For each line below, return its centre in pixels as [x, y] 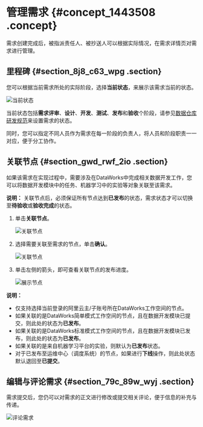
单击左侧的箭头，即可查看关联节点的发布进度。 [73, 269]
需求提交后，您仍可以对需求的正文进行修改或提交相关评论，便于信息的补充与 [101, 397]
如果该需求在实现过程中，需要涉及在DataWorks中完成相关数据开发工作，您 [99, 177]
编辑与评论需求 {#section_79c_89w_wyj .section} [100, 381]
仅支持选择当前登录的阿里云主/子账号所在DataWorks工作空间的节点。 [101, 308]
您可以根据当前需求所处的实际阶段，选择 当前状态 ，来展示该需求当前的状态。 [101, 87]
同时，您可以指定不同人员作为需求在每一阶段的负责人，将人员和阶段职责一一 [101, 133]
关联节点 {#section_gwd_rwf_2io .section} [87, 162]
